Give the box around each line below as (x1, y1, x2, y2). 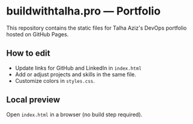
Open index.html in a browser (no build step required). (6, 111, 143, 118)
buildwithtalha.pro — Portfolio (6, 4, 161, 18)
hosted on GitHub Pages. (6, 30, 69, 38)
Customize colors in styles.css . (15, 77, 95, 84)
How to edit (6, 48, 50, 59)
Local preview (6, 95, 61, 105)
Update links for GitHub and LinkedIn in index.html (15, 64, 142, 71)
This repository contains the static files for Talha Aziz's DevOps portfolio (6, 24, 187, 31)
